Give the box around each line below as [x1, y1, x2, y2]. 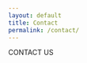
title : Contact [8, 19, 59, 27]
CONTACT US [8, 48, 54, 57]
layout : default [8, 11, 62, 20]
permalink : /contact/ [8, 26, 80, 34]
